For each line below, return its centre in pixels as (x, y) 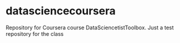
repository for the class (35, 33)
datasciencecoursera (61, 11)
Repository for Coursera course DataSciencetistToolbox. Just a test (90, 27)
